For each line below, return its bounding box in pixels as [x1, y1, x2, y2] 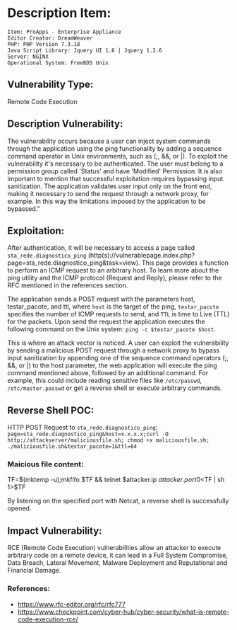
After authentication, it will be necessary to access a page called [7, 244, 195, 252]
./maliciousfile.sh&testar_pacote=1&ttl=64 [7, 443, 138, 450]
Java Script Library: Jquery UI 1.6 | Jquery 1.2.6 [7, 47, 162, 54]
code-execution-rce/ [17, 614, 79, 624]
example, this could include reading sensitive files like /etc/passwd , [7, 377, 202, 385]
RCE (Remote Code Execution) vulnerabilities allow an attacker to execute [7, 544, 221, 552]
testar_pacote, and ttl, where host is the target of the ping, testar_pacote [7, 302, 219, 311]
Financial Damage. [7, 566, 61, 575]
